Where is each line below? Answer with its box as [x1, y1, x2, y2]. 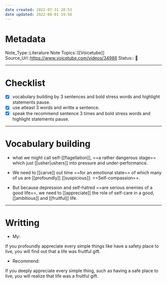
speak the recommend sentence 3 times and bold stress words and [12, 110, 151, 116]
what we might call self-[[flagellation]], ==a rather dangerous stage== [12, 154, 157, 160]
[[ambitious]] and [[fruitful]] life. [12, 195, 78, 201]
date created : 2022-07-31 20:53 [5, 7, 72, 12]
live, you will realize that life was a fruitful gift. [5, 273, 98, 279]
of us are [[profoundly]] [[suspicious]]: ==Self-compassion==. [12, 175, 140, 181]
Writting [5, 217, 40, 228]
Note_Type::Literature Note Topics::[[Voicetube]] [5, 50, 105, 56]
